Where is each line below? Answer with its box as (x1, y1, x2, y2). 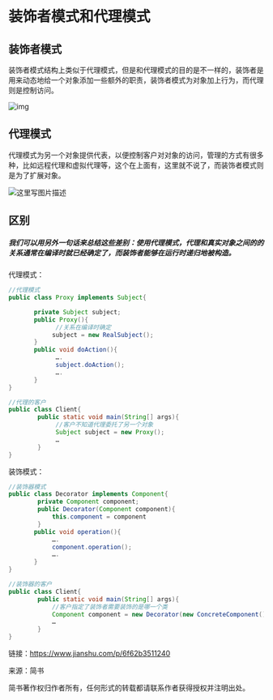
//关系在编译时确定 (55, 323, 112, 331)
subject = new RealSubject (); (51, 331, 154, 339)
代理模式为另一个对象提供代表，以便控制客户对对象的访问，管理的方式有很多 (8, 150, 264, 160)
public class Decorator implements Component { (8, 490, 168, 498)
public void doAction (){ (33, 346, 117, 354)
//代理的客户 (8, 398, 46, 406)
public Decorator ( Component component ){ (37, 506, 176, 514)
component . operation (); (51, 543, 132, 551)
